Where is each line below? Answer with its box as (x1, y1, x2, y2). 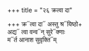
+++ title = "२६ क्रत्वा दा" (7, 6, 73, 14)
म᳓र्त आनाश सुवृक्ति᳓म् (7, 36, 57, 44)
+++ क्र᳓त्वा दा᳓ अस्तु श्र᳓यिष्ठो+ (7, 20, 83, 28)
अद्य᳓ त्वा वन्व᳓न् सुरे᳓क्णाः (7, 28, 66, 36)
